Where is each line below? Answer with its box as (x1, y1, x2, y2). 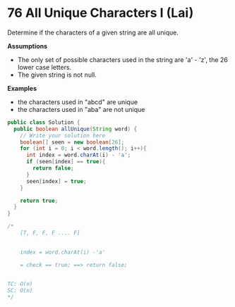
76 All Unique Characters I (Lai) (7, 5, 194, 21)
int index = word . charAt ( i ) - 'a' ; (25, 151, 131, 159)
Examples (7, 84, 37, 92)
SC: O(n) (7, 287, 33, 294)
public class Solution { (7, 118, 80, 126)
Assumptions (7, 42, 48, 50)
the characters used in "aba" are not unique (17, 105, 145, 113)
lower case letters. (17, 63, 72, 71)
